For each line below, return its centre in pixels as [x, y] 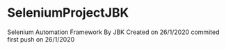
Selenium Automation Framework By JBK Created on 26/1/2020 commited [113, 32]
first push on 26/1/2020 [41, 39]
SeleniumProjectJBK [68, 13]
